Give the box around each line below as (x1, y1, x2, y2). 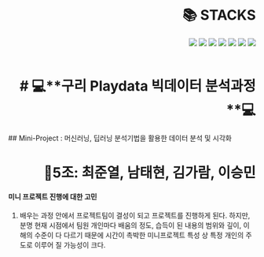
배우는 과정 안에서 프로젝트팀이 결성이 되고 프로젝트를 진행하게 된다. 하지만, (19, 210, 251, 221)
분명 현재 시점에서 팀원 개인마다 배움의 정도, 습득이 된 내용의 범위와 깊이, (19, 221, 242, 230)
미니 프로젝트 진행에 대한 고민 (8, 192, 97, 201)
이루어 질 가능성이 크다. (34, 240, 106, 250)
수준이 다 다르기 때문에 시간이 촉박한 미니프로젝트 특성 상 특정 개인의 (34, 230, 244, 240)
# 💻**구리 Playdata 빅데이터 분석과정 (19, 77, 256, 95)
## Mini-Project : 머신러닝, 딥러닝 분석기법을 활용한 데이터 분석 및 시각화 (8, 133, 232, 143)
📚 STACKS (181, 6, 256, 24)
